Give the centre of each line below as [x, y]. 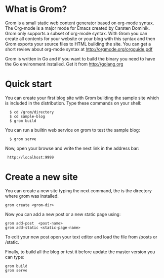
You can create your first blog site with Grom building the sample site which [82, 98]
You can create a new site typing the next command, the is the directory [79, 191]
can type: [15, 257]
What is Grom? [36, 9]
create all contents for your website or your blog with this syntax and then [80, 39]
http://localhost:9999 [31, 157]
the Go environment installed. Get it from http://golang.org [64, 64]
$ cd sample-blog [27, 116]
